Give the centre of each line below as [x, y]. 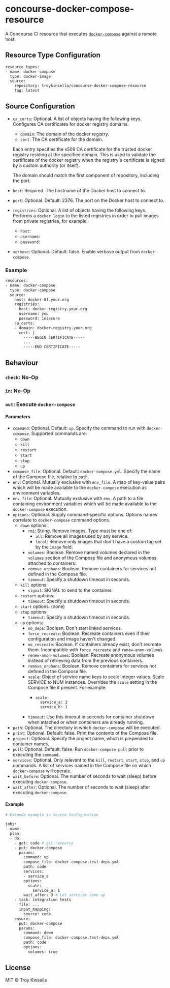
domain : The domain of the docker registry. [64, 134]
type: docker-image [30, 76]
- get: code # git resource [44, 843]
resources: [17, 281]
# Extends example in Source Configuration [52, 815]
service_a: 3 [54, 703]
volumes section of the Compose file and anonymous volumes [92, 558]
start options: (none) [42, 606]
